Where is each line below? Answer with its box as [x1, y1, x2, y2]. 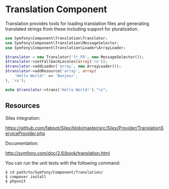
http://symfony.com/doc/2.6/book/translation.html [5, 150, 110, 156]
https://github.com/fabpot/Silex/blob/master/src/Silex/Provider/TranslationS [5, 125, 164, 131]
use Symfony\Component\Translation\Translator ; [5, 36, 108, 41]
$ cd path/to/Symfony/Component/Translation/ [5, 170, 103, 175]
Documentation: [5, 140, 39, 146]
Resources [5, 101, 40, 110]
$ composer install [5, 174, 47, 179]
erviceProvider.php [5, 130, 46, 136]
